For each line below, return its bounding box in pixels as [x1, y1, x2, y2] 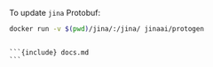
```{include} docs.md [9, 48, 90, 56]
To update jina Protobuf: [9, 8, 100, 18]
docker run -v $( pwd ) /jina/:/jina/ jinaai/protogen [9, 25, 204, 33]
